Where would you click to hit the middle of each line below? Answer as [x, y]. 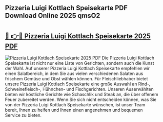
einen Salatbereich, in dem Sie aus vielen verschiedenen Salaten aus [74, 73]
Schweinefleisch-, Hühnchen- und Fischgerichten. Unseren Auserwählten [79, 89]
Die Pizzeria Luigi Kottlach [128, 58]
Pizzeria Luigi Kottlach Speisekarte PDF [66, 8]
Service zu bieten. [23, 115]
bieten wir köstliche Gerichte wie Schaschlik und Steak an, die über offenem [82, 94]
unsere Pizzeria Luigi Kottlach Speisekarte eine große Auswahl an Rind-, [78, 84]
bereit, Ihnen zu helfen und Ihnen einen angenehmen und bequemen [74, 110]
